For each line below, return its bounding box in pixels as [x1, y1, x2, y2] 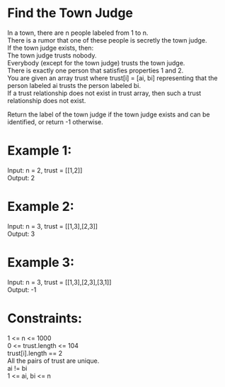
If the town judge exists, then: [7, 43, 94, 52]
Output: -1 [7, 285, 37, 294]
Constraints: [7, 310, 83, 326]
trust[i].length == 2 [7, 349, 62, 357]
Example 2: [7, 199, 74, 214]
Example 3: [7, 254, 74, 271]
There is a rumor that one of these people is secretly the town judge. [7, 36, 207, 44]
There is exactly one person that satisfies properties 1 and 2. [7, 66, 184, 75]
